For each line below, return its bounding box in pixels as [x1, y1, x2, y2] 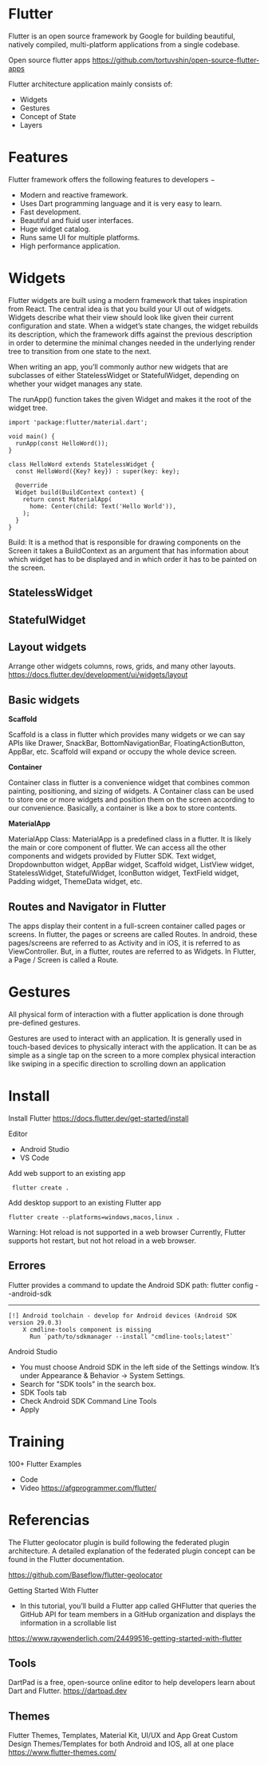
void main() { [8, 432, 56, 440]
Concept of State [19, 111, 77, 121]
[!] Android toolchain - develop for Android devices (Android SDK [8, 1312, 238, 1320]
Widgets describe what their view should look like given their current [8, 313, 234, 322]
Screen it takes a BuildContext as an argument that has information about [8, 545, 249, 556]
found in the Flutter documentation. [8, 1554, 125, 1564]
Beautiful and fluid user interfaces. [19, 215, 134, 225]
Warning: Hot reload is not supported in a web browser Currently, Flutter [8, 1227, 246, 1237]
